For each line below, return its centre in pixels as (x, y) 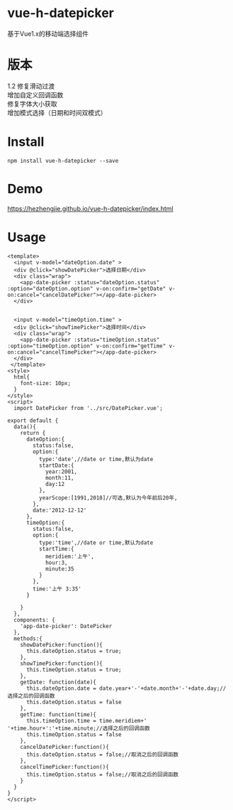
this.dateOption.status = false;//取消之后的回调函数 (102, 755)
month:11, (59, 477)
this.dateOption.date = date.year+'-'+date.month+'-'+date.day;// (126, 688)
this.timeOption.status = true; (74, 669)
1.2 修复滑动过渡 (31, 86)
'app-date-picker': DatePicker (66, 626)
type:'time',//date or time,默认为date (96, 542)
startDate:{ (56, 465)
